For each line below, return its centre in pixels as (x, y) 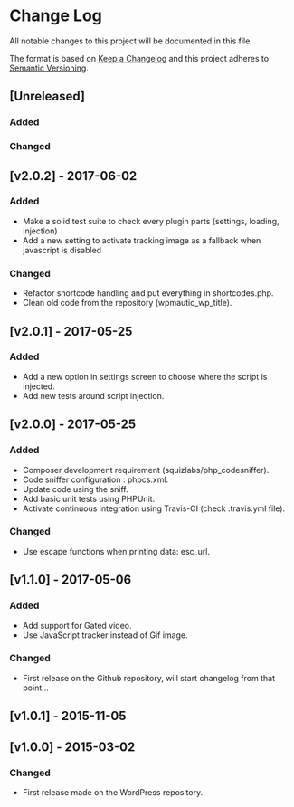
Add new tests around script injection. (93, 395)
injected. (39, 386)
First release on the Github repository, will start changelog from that (149, 678)
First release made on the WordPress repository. (113, 792)
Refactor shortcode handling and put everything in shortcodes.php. (148, 293)
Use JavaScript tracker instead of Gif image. (105, 635)
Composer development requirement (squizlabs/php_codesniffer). (146, 470)
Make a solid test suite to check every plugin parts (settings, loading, (151, 221)
